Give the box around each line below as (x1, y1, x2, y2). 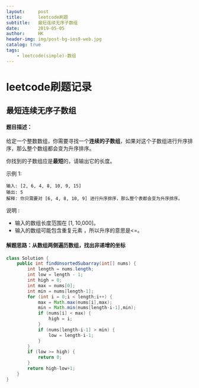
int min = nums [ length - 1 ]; (27, 288, 94, 294)
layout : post (6, 8, 49, 15)
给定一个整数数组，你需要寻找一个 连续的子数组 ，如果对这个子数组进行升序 (6, 138, 188, 145)
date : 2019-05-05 (6, 25, 65, 31)
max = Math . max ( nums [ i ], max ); (37, 299, 113, 306)
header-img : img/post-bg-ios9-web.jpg (6, 36, 102, 42)
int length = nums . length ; (27, 266, 94, 272)
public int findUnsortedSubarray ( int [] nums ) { (17, 260, 136, 267)
